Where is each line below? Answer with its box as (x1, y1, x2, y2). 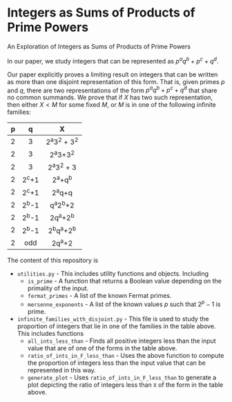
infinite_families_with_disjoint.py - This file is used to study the (17, 314, 209, 323)
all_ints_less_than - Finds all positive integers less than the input (27, 336, 216, 345)
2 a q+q (51, 186, 73, 197)
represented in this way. (27, 365, 97, 374)
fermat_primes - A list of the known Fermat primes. (27, 292, 172, 300)
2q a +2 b (49, 212, 75, 223)
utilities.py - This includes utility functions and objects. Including (17, 270, 209, 278)
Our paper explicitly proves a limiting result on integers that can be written (7, 70, 218, 79)
